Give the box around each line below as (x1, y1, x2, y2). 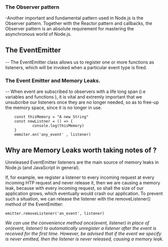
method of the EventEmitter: (5, 201, 64, 208)
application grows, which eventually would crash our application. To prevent (5, 190, 163, 196)
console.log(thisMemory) (32, 123, 85, 128)
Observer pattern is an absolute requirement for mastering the (5, 26, 134, 32)
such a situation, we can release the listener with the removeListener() (5, 196, 151, 202)
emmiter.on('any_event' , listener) (14, 132, 92, 137)
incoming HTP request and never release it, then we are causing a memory (5, 180, 160, 186)
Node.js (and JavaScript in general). (5, 165, 80, 171)
